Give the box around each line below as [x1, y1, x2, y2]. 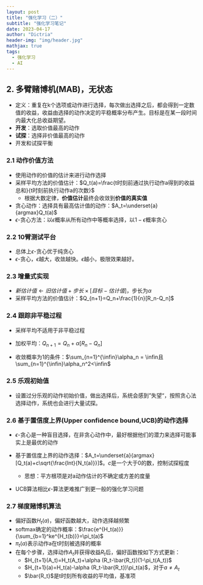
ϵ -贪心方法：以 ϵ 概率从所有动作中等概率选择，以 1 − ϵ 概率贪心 [15, 216, 168, 223]
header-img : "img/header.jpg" [6, 37, 84, 43]
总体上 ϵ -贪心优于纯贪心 [15, 248, 74, 255]
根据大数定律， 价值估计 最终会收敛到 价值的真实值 [24, 194, 148, 201]
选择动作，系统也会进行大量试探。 [15, 399, 101, 406]
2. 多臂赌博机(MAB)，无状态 [6, 84, 113, 95]
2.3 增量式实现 [6, 272, 49, 281]
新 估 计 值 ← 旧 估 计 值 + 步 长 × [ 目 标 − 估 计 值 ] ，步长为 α [15, 287, 152, 295]
